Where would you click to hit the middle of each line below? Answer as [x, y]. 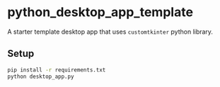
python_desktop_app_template [100, 12]
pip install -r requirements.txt [57, 70]
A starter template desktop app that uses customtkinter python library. [110, 32]
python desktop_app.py [41, 76]
